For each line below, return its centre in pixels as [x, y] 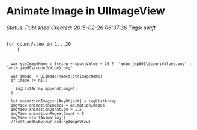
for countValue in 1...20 [38, 44]
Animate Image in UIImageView [86, 11]
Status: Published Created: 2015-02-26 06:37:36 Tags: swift [81, 28]
